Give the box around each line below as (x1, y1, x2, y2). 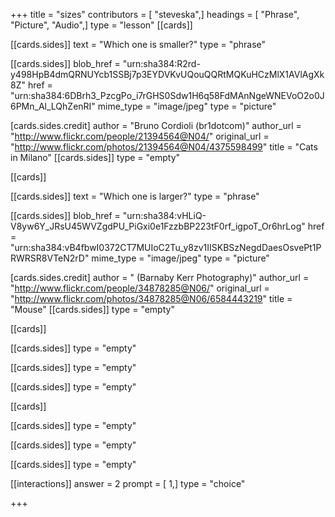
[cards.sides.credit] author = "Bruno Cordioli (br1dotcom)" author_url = (10, 120, 302, 131)
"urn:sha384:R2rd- (122, 58, 201, 69)
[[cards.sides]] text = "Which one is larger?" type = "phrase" (10, 190, 260, 202)
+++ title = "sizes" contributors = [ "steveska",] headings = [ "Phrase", (10, 9, 300, 20)
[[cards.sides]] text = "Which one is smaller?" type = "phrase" (10, 39, 267, 50)
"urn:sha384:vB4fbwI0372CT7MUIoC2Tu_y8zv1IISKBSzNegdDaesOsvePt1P (10, 242, 322, 253)
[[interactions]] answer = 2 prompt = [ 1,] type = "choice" (10, 478, 246, 489)
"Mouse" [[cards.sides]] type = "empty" (10, 304, 175, 315)
